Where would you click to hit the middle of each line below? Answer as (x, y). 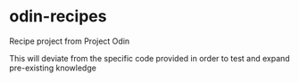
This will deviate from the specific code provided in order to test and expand (149, 58)
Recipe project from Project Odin (70, 41)
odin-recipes (58, 16)
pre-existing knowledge (53, 68)
